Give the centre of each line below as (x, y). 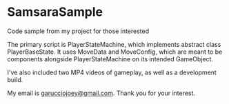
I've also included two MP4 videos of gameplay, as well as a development (112, 72)
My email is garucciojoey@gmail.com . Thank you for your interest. (101, 93)
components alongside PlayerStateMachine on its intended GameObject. (110, 59)
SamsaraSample (55, 12)
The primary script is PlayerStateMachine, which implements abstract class (114, 44)
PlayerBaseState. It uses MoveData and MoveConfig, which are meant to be (115, 52)
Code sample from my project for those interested (78, 31)
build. (15, 79)
